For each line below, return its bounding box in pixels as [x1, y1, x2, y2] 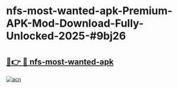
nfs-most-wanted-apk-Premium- [6, 4, 173, 18]
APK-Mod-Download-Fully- [6, 17, 144, 30]
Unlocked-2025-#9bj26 [6, 30, 126, 43]
